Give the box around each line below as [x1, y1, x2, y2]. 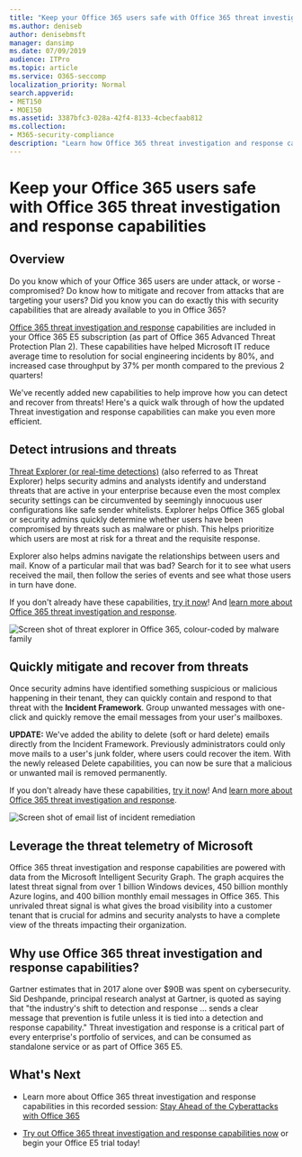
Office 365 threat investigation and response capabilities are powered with [9, 862, 286, 873]
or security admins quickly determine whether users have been [9, 514, 244, 524]
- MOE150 [9, 105, 42, 114]
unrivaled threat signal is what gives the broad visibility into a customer [9, 900, 272, 911]
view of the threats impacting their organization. [9, 920, 187, 931]
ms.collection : [9, 123, 67, 132]
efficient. [9, 415, 42, 426]
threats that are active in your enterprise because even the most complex [9, 485, 281, 496]
